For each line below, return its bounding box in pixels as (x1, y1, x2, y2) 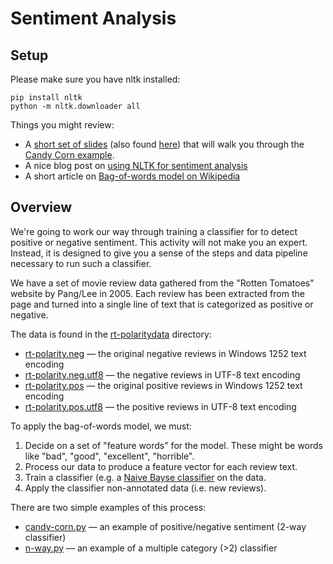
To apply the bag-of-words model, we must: (10, 420, 192, 432)
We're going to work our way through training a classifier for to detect (10, 225, 298, 237)
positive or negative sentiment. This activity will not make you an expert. (10, 236, 308, 248)
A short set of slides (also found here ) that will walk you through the (24, 138, 305, 150)
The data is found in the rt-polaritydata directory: (10, 328, 212, 340)
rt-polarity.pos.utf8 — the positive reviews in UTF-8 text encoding (24, 400, 297, 412)
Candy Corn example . (24, 149, 115, 161)
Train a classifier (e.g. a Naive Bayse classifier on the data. (24, 471, 267, 483)
